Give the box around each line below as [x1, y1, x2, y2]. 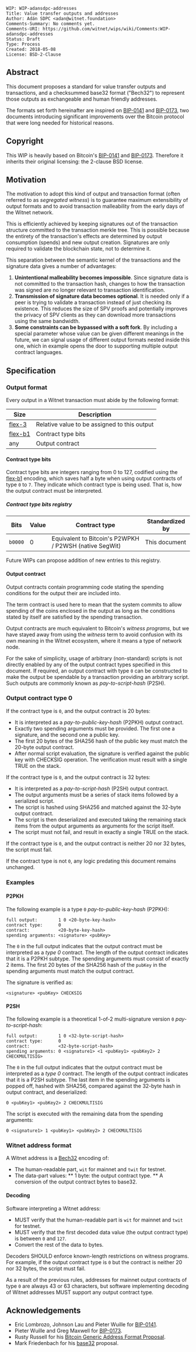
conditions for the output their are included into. [6, 589, 121, 596]
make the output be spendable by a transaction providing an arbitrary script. [6, 673, 190, 680]
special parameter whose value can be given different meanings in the [14, 330, 184, 337]
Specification [6, 366, 56, 376]
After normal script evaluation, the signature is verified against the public [14, 750, 190, 757]
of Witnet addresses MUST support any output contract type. [6, 1288, 153, 1296]
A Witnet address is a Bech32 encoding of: [6, 1155, 109, 1162]
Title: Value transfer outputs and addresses [6, 11, 118, 16]
